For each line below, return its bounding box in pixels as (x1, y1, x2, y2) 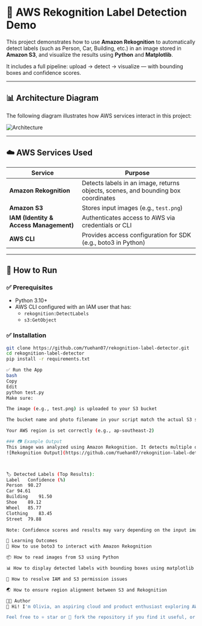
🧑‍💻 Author (6, 598, 31, 604)
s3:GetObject (23, 317, 57, 323)
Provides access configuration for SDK (82, 230, 191, 239)
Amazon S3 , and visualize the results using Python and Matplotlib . (6, 51, 173, 58)
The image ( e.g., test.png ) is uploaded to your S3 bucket (6, 406, 158, 412)
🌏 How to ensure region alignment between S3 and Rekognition (6, 587, 167, 593)
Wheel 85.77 (6, 505, 42, 511)
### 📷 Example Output (6, 438, 63, 445)
